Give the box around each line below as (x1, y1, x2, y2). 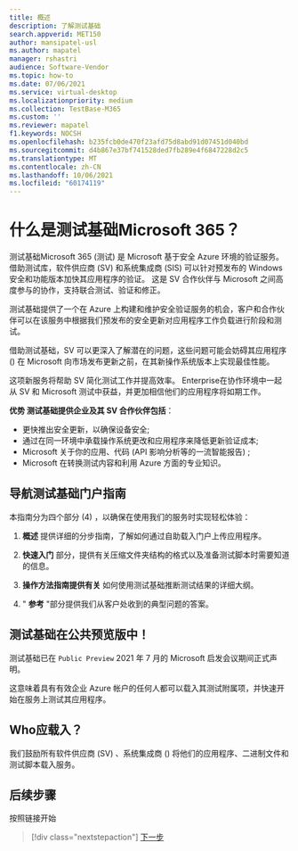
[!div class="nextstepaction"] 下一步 (30, 831, 165, 843)
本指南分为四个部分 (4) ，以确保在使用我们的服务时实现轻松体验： (9, 511, 251, 522)
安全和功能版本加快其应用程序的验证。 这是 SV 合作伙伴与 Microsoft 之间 (9, 274, 276, 285)
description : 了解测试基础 (9, 21, 101, 30)
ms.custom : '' (9, 112, 62, 121)
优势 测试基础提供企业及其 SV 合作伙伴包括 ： (9, 405, 174, 416)
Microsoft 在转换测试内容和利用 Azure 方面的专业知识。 (21, 458, 227, 468)
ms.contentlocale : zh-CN (9, 162, 101, 171)
